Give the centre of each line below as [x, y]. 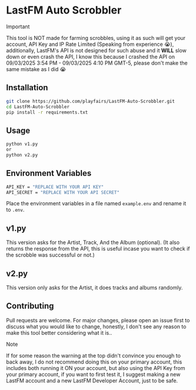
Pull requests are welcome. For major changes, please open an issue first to [98, 320]
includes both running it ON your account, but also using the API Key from [96, 368]
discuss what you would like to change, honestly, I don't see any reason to [96, 326]
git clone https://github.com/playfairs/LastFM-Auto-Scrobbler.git [91, 101]
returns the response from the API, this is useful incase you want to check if [98, 249]
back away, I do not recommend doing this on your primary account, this [94, 362]
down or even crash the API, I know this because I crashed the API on [91, 56]
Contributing [30, 306]
